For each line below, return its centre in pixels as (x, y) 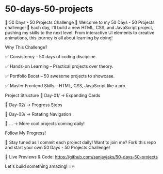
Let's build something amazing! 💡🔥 (40, 166)
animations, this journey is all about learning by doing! (59, 38)
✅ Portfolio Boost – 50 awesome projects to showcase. (60, 76)
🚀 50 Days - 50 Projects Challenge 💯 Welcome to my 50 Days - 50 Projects (80, 22)
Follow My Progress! (25, 133)
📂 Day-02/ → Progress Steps (34, 105)
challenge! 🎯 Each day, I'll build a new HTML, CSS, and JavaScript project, (79, 27)
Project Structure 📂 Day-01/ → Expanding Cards (53, 95)
